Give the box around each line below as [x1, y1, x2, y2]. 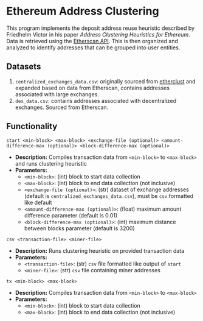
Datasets [6, 62, 41, 72]
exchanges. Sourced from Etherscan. [15, 104, 109, 111]
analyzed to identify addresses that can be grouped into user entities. [6, 44, 181, 51]
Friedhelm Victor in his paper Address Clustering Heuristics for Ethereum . [6, 30, 190, 38]
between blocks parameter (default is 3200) [24, 224, 135, 232]
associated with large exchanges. [15, 90, 99, 98]
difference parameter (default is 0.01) [24, 211, 118, 219]
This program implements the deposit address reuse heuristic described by [6, 24, 195, 32]
